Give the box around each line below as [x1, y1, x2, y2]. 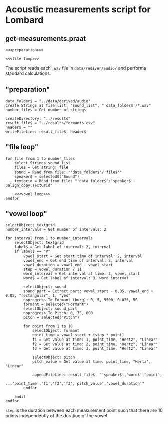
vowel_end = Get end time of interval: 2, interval [23, 258, 134, 263]
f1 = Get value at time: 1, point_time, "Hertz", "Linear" [32, 337, 158, 343]
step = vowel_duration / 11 [23, 267, 82, 272]
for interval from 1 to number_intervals [5, 236, 93, 241]
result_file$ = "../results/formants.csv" [5, 120, 95, 125]
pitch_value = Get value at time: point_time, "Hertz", [32, 359, 151, 364]
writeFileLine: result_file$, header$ [5, 129, 86, 134]
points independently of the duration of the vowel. [5, 413, 109, 419]
